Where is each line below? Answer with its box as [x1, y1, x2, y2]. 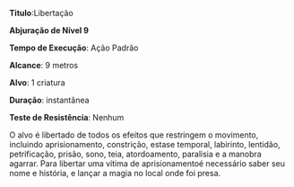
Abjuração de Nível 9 [9, 25, 90, 35]
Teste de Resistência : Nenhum [9, 112, 125, 122]
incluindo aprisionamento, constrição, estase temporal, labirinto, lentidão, [9, 139, 281, 149]
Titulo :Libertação [9, 8, 73, 18]
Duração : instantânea [9, 94, 90, 105]
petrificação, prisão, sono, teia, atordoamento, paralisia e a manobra [9, 148, 262, 159]
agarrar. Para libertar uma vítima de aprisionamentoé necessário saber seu [9, 158, 285, 169]
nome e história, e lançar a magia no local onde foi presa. [9, 168, 221, 178]
